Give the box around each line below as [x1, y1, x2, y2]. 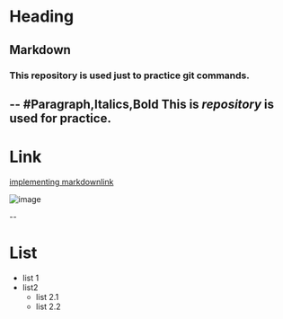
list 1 [22, 272, 40, 283]
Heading [9, 6, 75, 27]
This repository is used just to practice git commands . [9, 69, 250, 82]
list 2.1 [35, 291, 59, 302]
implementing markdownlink [9, 176, 114, 187]
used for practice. [9, 111, 112, 126]
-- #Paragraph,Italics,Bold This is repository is [9, 96, 274, 111]
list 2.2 [35, 301, 61, 312]
